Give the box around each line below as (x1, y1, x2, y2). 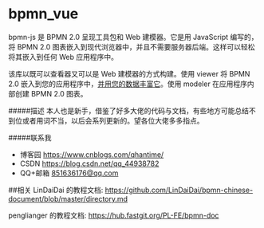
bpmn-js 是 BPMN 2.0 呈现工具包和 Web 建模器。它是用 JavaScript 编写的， (8, 32, 258, 41)
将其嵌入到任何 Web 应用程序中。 (8, 52, 118, 61)
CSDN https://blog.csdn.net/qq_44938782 (19, 159, 160, 168)
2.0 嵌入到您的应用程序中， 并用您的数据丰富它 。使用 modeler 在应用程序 (8, 79, 248, 88)
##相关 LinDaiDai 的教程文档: (8, 185, 104, 195)
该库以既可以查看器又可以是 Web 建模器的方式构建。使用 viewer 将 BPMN (8, 69, 250, 78)
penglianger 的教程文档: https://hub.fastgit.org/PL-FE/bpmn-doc (8, 210, 219, 220)
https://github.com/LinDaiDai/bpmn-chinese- (104, 185, 254, 195)
